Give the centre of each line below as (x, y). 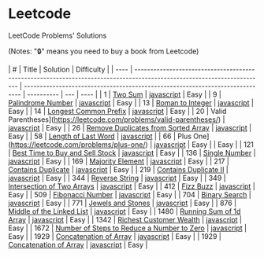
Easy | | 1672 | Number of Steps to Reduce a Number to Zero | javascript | (127, 228)
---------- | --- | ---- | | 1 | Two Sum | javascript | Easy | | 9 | (125, 94)
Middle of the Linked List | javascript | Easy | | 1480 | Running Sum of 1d (125, 211)
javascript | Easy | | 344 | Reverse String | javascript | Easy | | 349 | (117, 178)
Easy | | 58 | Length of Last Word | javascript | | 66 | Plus (100, 136)
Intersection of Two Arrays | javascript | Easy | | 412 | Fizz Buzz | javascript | (132, 186)
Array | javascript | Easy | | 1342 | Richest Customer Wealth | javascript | (125, 219)
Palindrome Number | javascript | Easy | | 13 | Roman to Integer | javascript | (131, 102)
